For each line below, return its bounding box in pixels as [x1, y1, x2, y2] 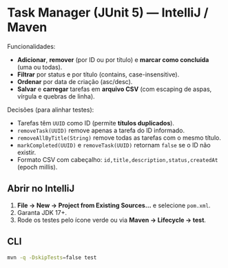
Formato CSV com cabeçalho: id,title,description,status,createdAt [17, 155, 218, 163]
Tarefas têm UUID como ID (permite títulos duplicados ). [17, 118, 174, 127]
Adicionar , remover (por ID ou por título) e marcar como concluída [17, 55, 209, 63]
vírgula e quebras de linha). [17, 92, 95, 101]
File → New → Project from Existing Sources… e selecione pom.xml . [17, 201, 211, 209]
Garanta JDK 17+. [17, 208, 68, 216]
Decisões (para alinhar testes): [7, 105, 94, 114]
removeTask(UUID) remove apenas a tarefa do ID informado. [17, 126, 185, 134]
